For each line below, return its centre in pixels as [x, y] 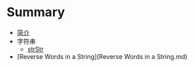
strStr [35, 49]
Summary [36, 12]
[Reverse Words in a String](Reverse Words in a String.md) [102, 56]
